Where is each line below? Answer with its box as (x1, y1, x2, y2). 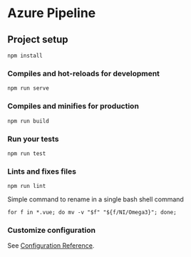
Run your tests (7, 134, 59, 144)
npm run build (7, 117, 50, 125)
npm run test (7, 150, 46, 157)
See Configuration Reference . (7, 241, 95, 250)
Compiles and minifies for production (7, 101, 139, 111)
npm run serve (7, 85, 50, 92)
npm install (7, 52, 43, 59)
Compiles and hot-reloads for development (7, 68, 160, 78)
